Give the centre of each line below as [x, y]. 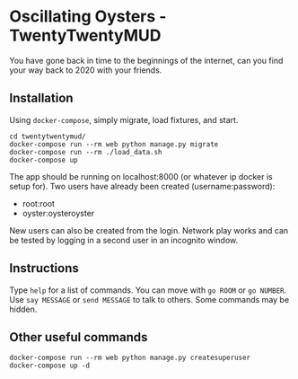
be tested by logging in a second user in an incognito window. [124, 240]
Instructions [44, 268]
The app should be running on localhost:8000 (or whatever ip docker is [141, 176]
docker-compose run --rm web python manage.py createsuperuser [130, 358]
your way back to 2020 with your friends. [86, 70]
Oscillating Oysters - [88, 17]
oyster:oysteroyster [58, 213]
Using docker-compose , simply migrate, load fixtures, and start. [124, 119]
